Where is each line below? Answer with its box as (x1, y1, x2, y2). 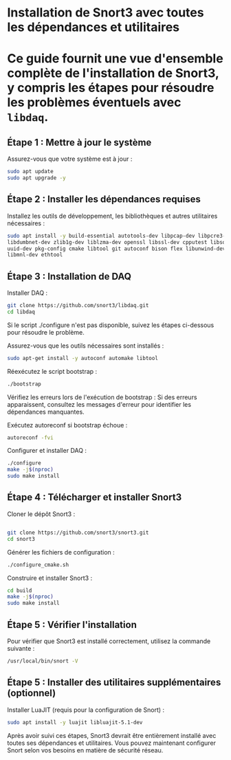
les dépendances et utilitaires (7, 19, 180, 35)
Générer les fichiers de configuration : (7, 548, 115, 556)
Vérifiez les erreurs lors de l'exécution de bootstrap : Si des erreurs (7, 393, 197, 401)
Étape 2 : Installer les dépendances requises (7, 194, 201, 205)
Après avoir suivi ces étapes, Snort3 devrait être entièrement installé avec (7, 731, 217, 739)
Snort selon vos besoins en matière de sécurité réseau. (7, 746, 164, 754)
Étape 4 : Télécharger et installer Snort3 (7, 491, 182, 503)
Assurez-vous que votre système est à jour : (7, 155, 133, 163)
